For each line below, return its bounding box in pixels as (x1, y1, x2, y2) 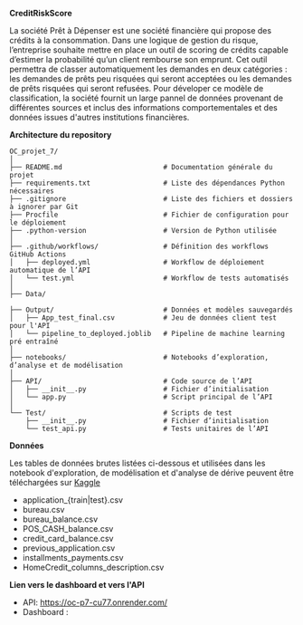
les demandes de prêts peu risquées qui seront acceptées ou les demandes (9, 73, 292, 84)
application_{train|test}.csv (22, 495, 124, 505)
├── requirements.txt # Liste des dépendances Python (9, 178, 285, 187)
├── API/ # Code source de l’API (9, 377, 253, 386)
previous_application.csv (22, 543, 116, 553)
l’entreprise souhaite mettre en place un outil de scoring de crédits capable (9, 44, 289, 55)
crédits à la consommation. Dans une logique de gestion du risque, (9, 35, 259, 45)
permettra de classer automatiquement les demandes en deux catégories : (9, 63, 288, 74)
